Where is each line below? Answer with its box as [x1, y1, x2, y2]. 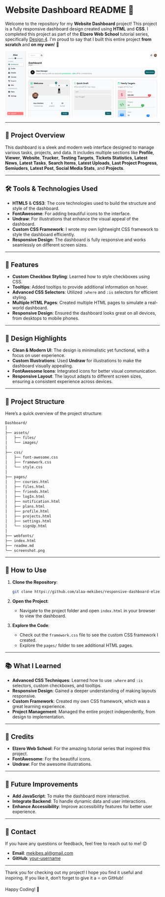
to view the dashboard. [19, 613, 66, 619]
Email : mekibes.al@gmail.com [12, 850, 74, 856]
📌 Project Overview [5, 131, 65, 139]
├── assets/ [5, 431, 29, 435]
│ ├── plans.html [5, 504, 45, 509]
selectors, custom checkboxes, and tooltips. [12, 682, 102, 688]
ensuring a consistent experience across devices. [12, 379, 113, 384]
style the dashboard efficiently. [12, 231, 75, 237]
